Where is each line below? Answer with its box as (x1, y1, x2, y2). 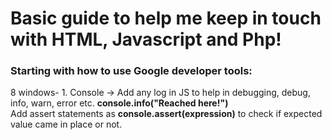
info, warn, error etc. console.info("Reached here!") (10, 97, 229, 109)
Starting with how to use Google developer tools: (10, 64, 253, 78)
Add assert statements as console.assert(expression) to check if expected (10, 108, 323, 120)
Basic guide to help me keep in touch (10, 7, 322, 30)
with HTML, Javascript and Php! (10, 28, 282, 51)
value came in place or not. (10, 118, 123, 131)
